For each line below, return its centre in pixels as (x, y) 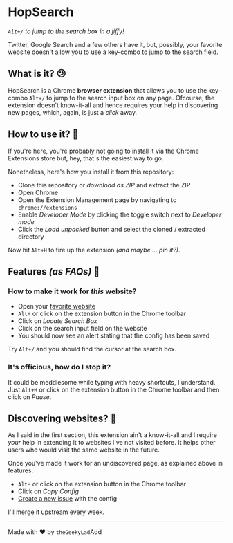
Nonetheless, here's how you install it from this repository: (91, 172)
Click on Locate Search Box (57, 321)
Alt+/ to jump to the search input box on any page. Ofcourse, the (122, 98)
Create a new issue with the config (67, 499)
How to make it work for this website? (72, 291)
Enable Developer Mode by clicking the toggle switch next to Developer (120, 214)
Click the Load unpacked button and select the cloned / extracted (112, 229)
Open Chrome (38, 192)
